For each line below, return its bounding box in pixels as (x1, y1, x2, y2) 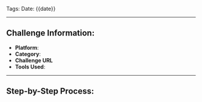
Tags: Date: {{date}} (6, 5, 56, 12)
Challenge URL (14, 56, 53, 64)
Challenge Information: (6, 28, 95, 38)
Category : (14, 50, 41, 58)
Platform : (14, 44, 39, 51)
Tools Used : (14, 63, 46, 70)
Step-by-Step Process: (6, 86, 94, 97)
